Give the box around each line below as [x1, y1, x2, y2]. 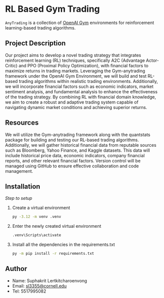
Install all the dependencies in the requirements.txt [12, 242, 115, 247]
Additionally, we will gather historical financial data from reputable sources [5, 142, 157, 148]
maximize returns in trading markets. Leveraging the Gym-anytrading [5, 68, 145, 74]
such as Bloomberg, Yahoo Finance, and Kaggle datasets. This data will [5, 147, 150, 153]
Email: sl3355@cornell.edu [12, 283, 67, 289]
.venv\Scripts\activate [12, 233, 62, 238]
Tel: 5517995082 [12, 288, 47, 294]
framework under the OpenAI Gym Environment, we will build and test [5, 73, 147, 79]
